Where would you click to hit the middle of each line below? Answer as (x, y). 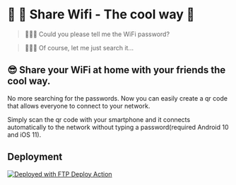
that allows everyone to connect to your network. (79, 106)
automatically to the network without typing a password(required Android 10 (118, 127)
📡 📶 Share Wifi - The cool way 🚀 (101, 15)
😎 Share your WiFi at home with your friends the (117, 70)
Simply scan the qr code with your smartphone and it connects (99, 119)
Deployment (35, 157)
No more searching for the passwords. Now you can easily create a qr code (118, 98)
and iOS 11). (24, 135)
